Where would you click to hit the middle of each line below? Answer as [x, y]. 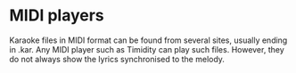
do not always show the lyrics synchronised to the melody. [117, 59]
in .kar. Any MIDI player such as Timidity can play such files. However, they [147, 49]
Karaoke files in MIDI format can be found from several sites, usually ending [148, 40]
